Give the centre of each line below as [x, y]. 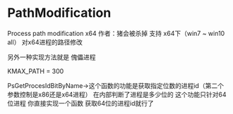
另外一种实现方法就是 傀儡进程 [52, 57]
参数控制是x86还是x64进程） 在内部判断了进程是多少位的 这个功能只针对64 [117, 94]
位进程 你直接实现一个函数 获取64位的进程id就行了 [80, 103]
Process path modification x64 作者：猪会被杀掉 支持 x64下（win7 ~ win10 [116, 33]
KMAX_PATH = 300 [36, 71]
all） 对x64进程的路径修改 [45, 42]
